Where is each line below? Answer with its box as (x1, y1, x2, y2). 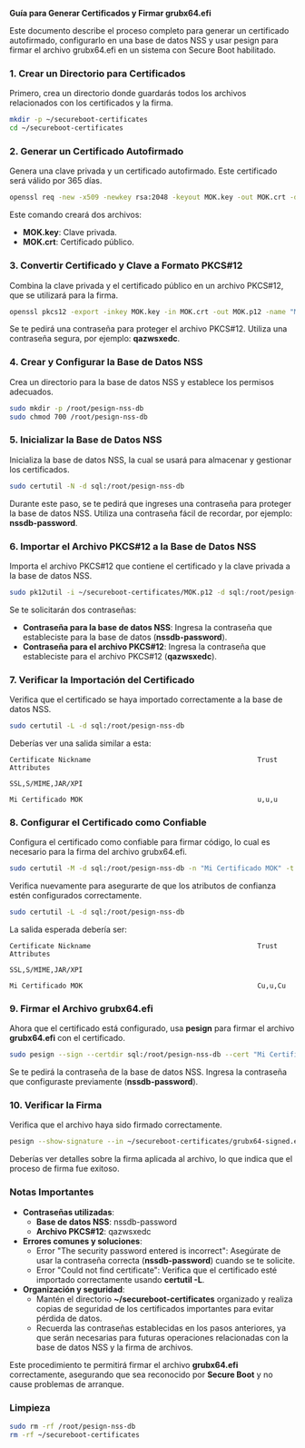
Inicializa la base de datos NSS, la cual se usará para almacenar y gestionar (9, 454, 292, 465)
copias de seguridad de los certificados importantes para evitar (35, 1303, 274, 1314)
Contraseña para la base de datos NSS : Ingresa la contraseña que (22, 621, 272, 632)
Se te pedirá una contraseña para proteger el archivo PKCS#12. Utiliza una (9, 323, 288, 334)
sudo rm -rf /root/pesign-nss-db (9, 1422, 136, 1431)
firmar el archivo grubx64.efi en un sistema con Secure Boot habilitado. (9, 45, 277, 55)
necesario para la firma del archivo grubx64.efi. (9, 847, 188, 858)
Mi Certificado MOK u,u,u (9, 795, 279, 804)
